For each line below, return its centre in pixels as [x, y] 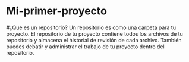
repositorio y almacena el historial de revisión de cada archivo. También [94, 40]
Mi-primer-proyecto [56, 11]
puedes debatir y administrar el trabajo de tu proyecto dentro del [85, 46]
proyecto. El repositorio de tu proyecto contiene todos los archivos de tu [94, 33]
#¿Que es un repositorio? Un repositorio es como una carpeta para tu [91, 27]
